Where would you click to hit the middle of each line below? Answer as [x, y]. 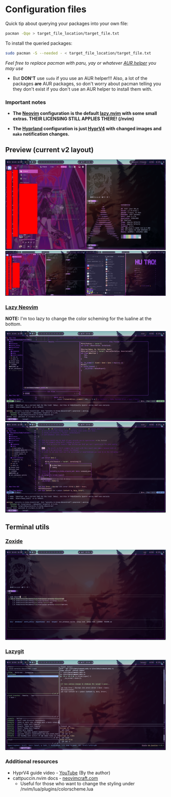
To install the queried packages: [39, 43]
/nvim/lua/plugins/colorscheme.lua [57, 789]
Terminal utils [27, 527]
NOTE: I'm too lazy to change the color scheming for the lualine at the [78, 318]
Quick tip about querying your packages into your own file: [67, 23]
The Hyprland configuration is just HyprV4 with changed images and [87, 128]
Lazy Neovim [22, 308]
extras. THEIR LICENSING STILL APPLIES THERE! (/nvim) [73, 119]
